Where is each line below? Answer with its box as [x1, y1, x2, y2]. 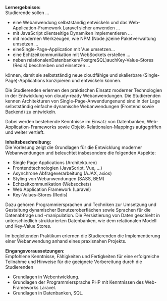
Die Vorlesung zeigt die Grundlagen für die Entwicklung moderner [5, 144, 142, 150]
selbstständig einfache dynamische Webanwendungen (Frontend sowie [5, 104, 154, 109]
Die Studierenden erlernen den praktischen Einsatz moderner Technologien [5, 87, 162, 93]
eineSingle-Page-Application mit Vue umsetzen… [12, 46, 115, 52]
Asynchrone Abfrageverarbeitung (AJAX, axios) [12, 170, 112, 176]
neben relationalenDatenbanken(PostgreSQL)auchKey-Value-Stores [12, 57, 154, 63]
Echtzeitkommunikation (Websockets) [12, 181, 92, 187]
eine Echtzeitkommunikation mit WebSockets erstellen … [12, 52, 131, 58]
